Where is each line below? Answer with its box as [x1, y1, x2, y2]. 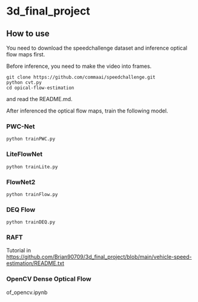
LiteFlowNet [6, 150, 43, 159]
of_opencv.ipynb [6, 289, 48, 296]
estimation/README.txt [6, 260, 65, 267]
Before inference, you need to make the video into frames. [6, 62, 152, 70]
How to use [6, 28, 50, 39]
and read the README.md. [6, 96, 73, 102]
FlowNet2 [6, 177, 36, 186]
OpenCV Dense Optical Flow [6, 275, 92, 283]
